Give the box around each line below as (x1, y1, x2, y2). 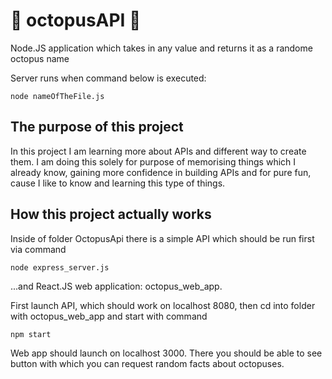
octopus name (10, 52, 70, 64)
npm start (10, 329, 52, 339)
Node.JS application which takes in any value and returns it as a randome (10, 42, 313, 54)
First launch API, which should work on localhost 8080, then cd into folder (10, 299, 316, 311)
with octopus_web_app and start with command (10, 310, 208, 322)
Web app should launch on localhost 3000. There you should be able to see (10, 347, 323, 359)
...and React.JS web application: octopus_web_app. (10, 280, 223, 292)
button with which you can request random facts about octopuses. (10, 357, 285, 369)
